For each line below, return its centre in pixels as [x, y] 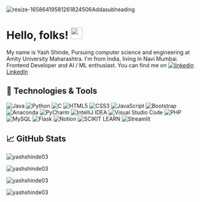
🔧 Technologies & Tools [52, 91]
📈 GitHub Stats [36, 139]
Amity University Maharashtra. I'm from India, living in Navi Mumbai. [92, 59]
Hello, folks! [37, 35]
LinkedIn [17, 72]
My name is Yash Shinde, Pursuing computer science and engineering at [98, 52]
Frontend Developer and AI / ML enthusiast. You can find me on [87, 65]
